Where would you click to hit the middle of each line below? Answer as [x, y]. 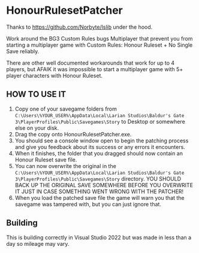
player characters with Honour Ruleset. [55, 75]
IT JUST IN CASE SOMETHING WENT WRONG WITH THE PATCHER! [99, 191]
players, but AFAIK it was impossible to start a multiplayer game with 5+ [95, 69]
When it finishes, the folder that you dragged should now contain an [99, 153]
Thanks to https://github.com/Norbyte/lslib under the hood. [79, 27]
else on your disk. [37, 128]
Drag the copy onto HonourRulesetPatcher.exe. [73, 134]
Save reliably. [23, 51]
